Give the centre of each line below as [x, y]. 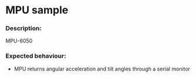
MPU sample [37, 10]
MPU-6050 [19, 41]
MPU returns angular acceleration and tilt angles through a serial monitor [102, 69]
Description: [23, 29]
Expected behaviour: [36, 56]
